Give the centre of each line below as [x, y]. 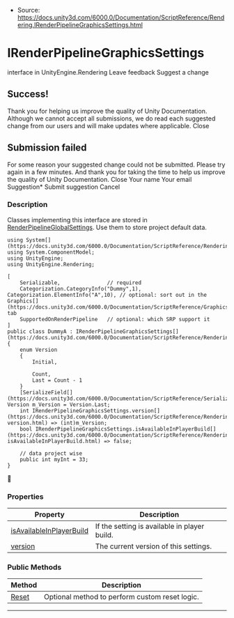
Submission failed [47, 148]
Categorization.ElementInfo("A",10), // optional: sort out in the [107, 295]
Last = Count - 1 [57, 380]
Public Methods [34, 567]
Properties [25, 496]
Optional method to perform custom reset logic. [122, 597]
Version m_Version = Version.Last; [59, 404]
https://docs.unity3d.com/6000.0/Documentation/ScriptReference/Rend [121, 17]
